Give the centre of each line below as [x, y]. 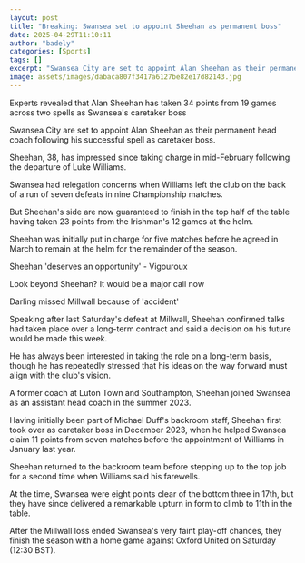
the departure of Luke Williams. [68, 167]
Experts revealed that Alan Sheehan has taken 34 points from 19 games [143, 103]
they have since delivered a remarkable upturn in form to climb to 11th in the [151, 503]
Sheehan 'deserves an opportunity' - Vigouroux [98, 266]
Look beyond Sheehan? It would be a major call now [107, 283]
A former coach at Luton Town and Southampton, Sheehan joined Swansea [150, 392]
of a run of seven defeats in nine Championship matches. [117, 194]
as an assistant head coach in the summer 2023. [100, 402]
